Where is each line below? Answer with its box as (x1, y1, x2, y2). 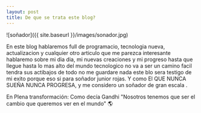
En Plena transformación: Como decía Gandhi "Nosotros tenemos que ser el (6, 93, 196, 100)
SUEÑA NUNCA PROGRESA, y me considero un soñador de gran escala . (6, 81, 188, 88)
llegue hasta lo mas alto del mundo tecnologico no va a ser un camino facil (6, 62, 192, 69)
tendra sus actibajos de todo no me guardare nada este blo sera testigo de (6, 68, 192, 76)
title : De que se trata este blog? (6, 15, 96, 21)
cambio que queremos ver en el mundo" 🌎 (6, 100, 113, 107)
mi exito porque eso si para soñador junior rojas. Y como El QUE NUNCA (6, 75, 187, 82)
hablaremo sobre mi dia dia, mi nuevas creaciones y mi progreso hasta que (6, 56, 193, 63)
